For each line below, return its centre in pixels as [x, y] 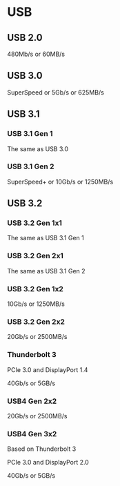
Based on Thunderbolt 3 [42, 449]
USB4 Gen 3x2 [32, 434]
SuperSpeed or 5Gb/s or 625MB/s [56, 92]
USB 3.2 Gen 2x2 [36, 322]
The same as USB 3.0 [38, 148]
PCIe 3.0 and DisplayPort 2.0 [48, 463]
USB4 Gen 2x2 [32, 401]
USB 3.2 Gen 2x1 [36, 256]
